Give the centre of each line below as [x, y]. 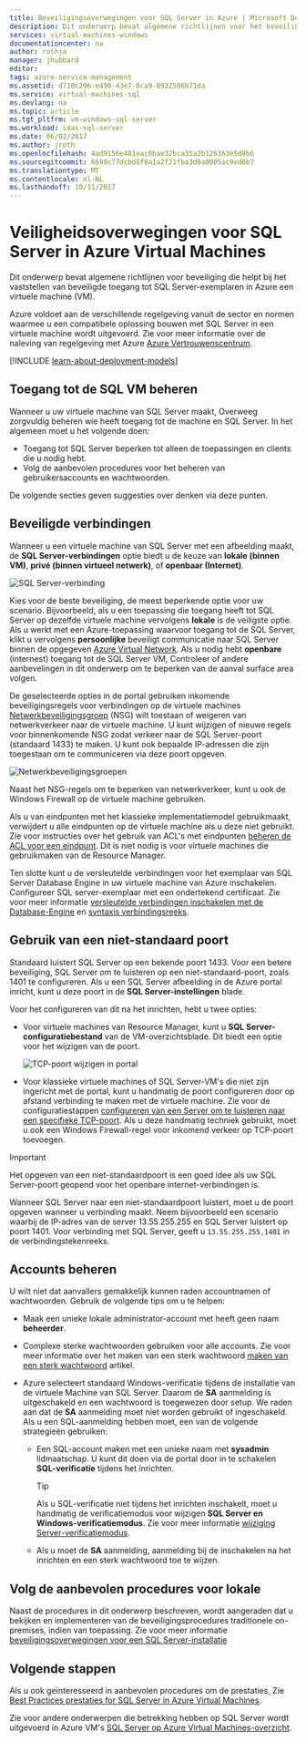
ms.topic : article [44, 111]
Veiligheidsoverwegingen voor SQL [146, 232]
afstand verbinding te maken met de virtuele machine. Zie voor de [146, 1100]
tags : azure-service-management [71, 77]
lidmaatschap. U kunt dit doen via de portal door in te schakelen [156, 1459]
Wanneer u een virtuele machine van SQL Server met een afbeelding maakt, [152, 546]
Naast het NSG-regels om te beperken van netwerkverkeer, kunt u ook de [148, 789]
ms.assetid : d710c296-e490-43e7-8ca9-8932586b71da [107, 86]
